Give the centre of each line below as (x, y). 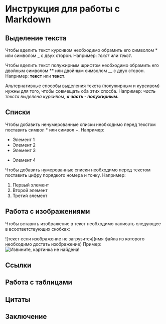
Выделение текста (36, 38)
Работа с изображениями (48, 211)
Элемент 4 (24, 160)
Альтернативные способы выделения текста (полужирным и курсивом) (82, 86)
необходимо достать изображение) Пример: (53, 244)
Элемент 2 (24, 145)
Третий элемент (30, 196)
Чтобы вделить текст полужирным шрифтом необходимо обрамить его (82, 65)
